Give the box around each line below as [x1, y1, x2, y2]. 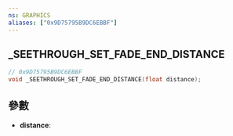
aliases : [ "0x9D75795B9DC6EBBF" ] [8, 19, 118, 27]
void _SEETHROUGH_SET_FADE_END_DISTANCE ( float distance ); [8, 76, 202, 84]
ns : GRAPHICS [8, 11, 51, 20]
